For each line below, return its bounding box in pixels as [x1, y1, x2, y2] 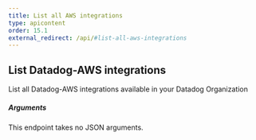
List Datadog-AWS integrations [8, 63, 166, 76]
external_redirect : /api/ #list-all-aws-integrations [8, 33, 187, 42]
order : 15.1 [8, 26, 48, 34]
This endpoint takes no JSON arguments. [8, 122, 144, 132]
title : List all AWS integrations [8, 11, 124, 20]
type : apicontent [8, 19, 66, 27]
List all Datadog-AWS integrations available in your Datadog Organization [8, 84, 249, 94]
